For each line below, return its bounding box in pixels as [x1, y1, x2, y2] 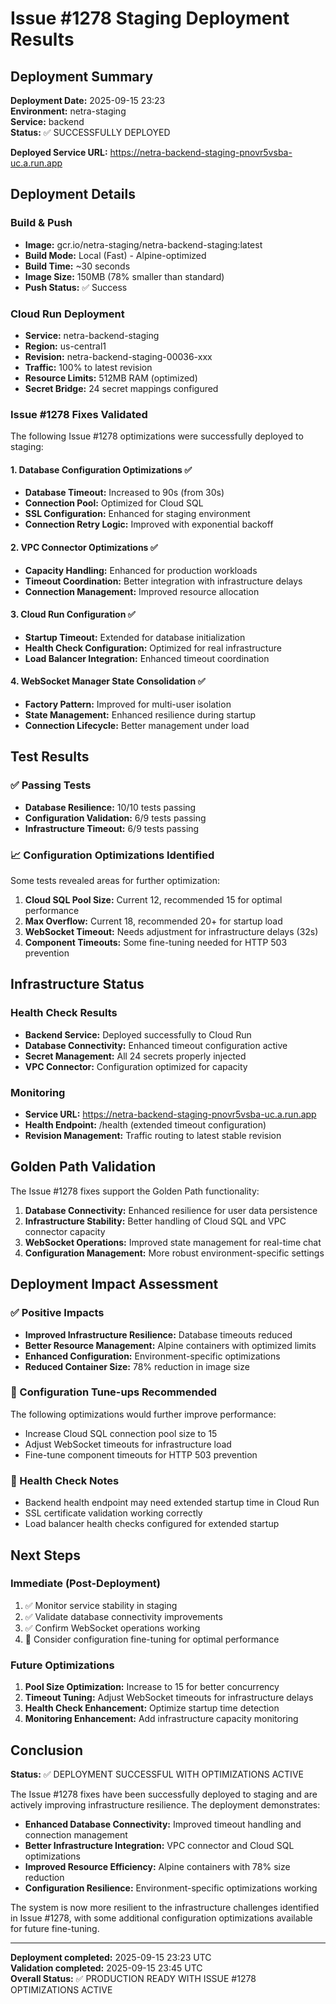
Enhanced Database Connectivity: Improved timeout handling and [24, 1818, 302, 1830]
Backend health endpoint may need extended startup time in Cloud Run [24, 1497, 320, 1509]
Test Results [10, 748, 90, 766]
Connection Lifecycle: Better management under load [24, 720, 250, 732]
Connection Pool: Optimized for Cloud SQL [24, 497, 204, 509]
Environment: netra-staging [10, 105, 127, 117]
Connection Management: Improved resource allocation [24, 585, 260, 597]
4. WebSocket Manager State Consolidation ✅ [10, 675, 206, 687]
